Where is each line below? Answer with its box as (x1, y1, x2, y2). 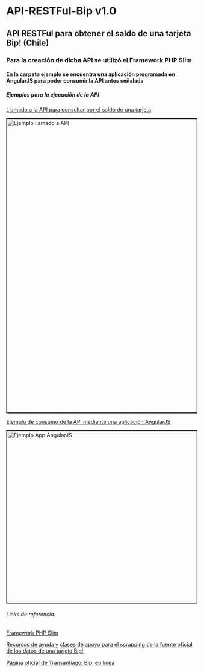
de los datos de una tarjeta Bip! (6, 647, 84, 654)
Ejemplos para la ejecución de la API (6, 91, 99, 98)
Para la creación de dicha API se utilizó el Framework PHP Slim (6, 56, 192, 64)
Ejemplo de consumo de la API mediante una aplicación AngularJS (6, 418, 171, 426)
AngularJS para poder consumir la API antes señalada (6, 77, 144, 85)
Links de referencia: (6, 610, 56, 618)
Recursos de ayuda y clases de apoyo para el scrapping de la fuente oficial (6, 641, 193, 648)
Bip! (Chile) (6, 37, 49, 48)
